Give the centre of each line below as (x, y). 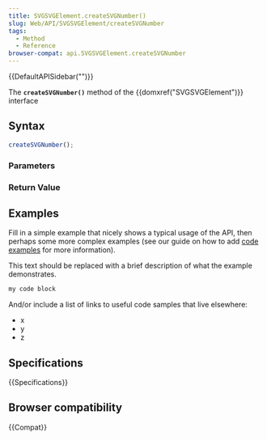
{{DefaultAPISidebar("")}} (51, 76)
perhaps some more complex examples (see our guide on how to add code (133, 241)
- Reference (36, 46)
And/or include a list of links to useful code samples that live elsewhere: (128, 305)
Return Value (34, 187)
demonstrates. (32, 274)
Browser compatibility (66, 408)
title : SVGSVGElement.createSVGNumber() (78, 16)
